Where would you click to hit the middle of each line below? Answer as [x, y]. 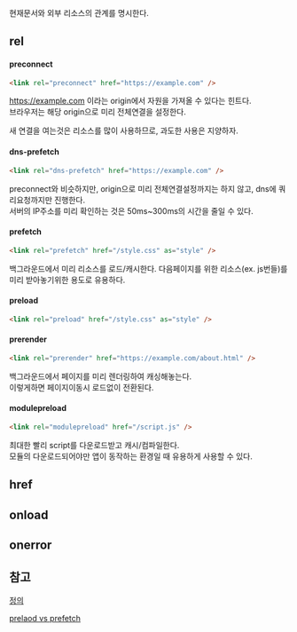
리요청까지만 [31, 200]
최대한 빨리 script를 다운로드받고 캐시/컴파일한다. [94, 445]
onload [29, 514]
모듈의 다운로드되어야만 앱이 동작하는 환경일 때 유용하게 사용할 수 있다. [131, 456]
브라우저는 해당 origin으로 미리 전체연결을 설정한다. [98, 112]
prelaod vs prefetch [45, 618]
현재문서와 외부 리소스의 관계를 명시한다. [79, 13]
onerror [31, 545]
